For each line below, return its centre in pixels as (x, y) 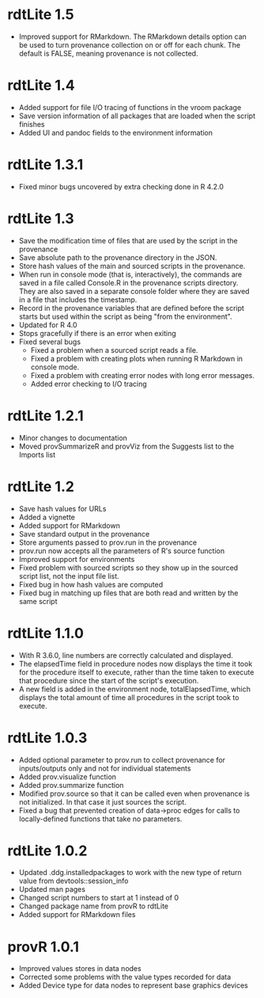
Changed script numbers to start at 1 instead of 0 (99, 898)
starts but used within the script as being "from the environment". (125, 316)
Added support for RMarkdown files (77, 915)
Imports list (37, 454)
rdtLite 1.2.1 (45, 416)
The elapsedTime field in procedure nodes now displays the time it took (136, 663)
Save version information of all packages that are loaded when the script (137, 116)
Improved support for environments (77, 559)
